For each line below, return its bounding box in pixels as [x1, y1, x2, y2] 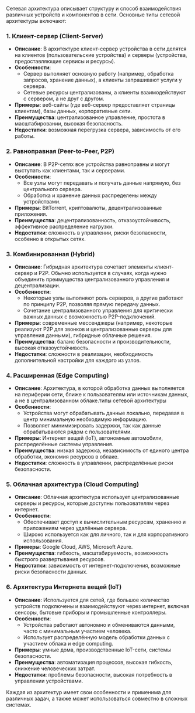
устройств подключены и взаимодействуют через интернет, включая [14, 602, 190, 609]
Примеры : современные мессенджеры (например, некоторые [14, 319, 173, 326]
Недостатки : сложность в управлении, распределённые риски [14, 460, 173, 467]
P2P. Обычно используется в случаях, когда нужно [39, 269, 167, 276]
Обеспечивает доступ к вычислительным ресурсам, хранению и [23, 518, 186, 525]
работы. [14, 133, 35, 140]
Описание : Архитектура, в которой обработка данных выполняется [14, 385, 185, 392]
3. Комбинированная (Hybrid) [6, 250, 95, 258]
